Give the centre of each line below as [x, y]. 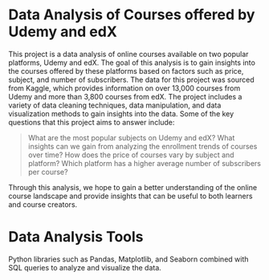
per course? [48, 172]
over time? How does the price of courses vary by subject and [131, 155]
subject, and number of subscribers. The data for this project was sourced [131, 79]
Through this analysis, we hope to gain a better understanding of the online [133, 187]
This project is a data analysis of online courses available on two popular [128, 54]
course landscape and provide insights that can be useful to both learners [130, 196]
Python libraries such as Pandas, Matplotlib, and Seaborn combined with [128, 259]
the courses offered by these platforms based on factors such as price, [126, 71]
